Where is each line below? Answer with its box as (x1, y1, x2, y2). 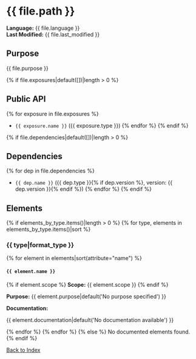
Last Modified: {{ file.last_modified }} (6, 30, 100, 38)
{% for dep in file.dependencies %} (6, 167, 95, 174)
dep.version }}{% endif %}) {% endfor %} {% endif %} (15, 185, 152, 193)
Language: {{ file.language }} (6, 24, 80, 32)
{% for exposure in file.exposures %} (6, 110, 99, 117)
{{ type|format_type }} (6, 241, 75, 250)
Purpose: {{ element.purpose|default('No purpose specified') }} (6, 293, 167, 300)
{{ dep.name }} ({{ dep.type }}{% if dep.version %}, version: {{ (15, 179, 173, 186)
